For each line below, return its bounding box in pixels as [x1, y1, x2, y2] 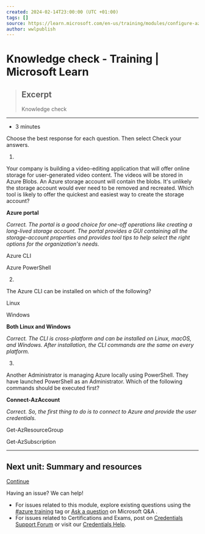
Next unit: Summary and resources [6, 461, 142, 472]
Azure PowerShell [6, 264, 51, 271]
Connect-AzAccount [6, 396, 60, 404]
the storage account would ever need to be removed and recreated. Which [6, 184, 194, 192]
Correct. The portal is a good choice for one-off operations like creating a [6, 221, 192, 229]
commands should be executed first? [6, 385, 99, 392]
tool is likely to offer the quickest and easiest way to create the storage [6, 191, 184, 198]
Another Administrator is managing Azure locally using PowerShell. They [6, 371, 189, 379]
